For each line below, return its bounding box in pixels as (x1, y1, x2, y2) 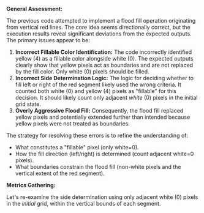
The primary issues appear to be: (6, 37, 91, 43)
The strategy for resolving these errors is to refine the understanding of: (6, 132, 189, 139)
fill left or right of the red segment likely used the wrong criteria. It (15, 81, 182, 88)
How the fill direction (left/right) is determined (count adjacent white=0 (15, 150, 194, 157)
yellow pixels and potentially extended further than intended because (15, 113, 191, 121)
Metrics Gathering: (6, 182, 56, 189)
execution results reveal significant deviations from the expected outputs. (6, 30, 192, 37)
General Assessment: (6, 6, 63, 12)
